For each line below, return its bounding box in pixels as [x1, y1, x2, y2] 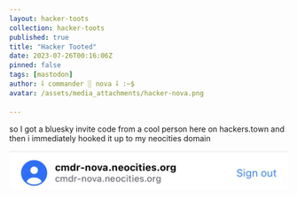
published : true [9, 33, 69, 42]
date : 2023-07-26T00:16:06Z [9, 51, 113, 61]
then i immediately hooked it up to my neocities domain [9, 133, 211, 143]
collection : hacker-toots [9, 23, 105, 33]
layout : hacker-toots [9, 14, 90, 23]
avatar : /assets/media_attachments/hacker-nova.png [9, 88, 204, 97]
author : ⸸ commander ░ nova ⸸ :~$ [9, 80, 135, 88]
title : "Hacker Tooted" [9, 42, 98, 51]
